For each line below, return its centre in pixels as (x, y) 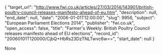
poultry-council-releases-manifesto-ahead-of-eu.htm (60, 12)
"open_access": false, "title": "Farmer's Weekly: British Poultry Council (77, 28)
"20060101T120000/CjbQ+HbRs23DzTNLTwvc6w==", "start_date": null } (79, 39)
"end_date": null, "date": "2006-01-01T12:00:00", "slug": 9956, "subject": (80, 18)
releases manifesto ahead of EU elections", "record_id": (62, 33)
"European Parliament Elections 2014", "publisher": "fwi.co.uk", (70, 23)
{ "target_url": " (20, 7)
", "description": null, (136, 12)
